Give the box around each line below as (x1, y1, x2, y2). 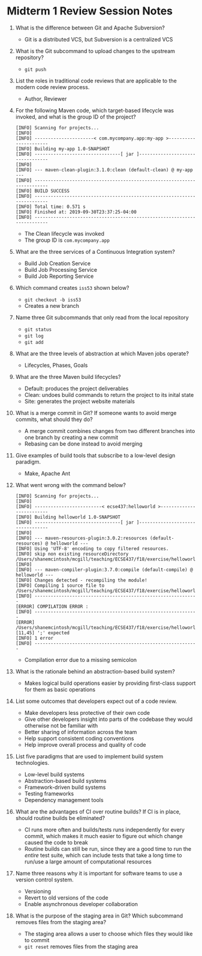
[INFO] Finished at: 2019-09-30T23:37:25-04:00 (15, 209, 137, 215)
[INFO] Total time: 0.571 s (15, 203, 86, 210)
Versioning (24, 887, 52, 895)
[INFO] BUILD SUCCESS (15, 188, 70, 194)
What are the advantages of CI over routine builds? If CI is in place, (15, 807, 181, 815)
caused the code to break (24, 839, 89, 846)
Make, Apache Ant (24, 470, 71, 477)
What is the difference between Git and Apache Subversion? (15, 24, 165, 31)
